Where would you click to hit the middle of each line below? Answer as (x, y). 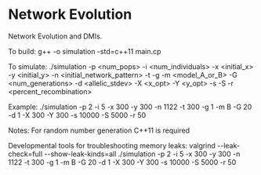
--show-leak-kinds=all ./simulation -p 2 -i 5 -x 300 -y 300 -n (142, 154)
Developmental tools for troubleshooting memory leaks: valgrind (112, 145)
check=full (25, 154)
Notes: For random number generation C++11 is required (99, 130)
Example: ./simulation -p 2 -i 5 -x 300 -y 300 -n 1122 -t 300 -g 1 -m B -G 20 (130, 107)
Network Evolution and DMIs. (55, 36)
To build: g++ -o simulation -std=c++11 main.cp (85, 51)
